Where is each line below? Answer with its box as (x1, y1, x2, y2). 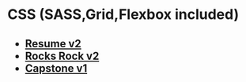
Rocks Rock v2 (25, 49, 100, 62)
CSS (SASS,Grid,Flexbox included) (7, 6, 239, 24)
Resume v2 (25, 37, 82, 50)
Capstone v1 (25, 61, 88, 75)
